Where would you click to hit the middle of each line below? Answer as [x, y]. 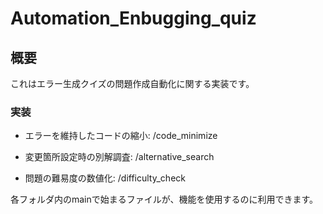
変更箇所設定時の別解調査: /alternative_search [119, 157]
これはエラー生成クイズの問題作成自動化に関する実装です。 [132, 83]
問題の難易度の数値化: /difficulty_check [105, 178]
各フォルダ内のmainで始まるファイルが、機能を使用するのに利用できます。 [164, 199]
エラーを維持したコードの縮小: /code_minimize [121, 136]
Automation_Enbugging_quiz [133, 18]
